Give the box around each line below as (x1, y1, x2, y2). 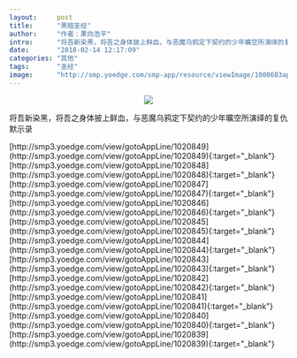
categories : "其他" (9, 54, 79, 63)
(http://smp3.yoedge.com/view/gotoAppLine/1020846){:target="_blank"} (9, 207, 276, 217)
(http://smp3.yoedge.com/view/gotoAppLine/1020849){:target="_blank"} (9, 150, 276, 161)
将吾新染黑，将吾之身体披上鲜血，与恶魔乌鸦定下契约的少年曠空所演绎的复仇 (9, 112, 288, 123)
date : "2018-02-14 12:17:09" (9, 46, 141, 55)
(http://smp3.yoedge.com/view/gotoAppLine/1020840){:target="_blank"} (9, 319, 276, 330)
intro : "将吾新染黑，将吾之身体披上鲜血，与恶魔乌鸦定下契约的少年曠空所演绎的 (9, 37, 285, 47)
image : (9, 71, 34, 80)
